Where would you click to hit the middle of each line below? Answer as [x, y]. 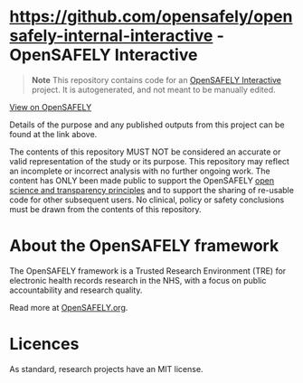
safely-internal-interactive [111, 36]
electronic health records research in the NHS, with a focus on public [138, 280]
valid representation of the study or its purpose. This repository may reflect [149, 161]
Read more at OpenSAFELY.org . [69, 307]
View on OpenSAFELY [51, 107]
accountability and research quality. [76, 290]
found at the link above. [53, 134]
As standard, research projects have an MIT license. [106, 369]
